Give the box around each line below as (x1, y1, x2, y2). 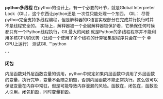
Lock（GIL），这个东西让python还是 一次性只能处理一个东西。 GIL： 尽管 (5, 11, 150, 16)
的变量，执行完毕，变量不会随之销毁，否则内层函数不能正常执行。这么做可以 (5, 77, 158, 83)
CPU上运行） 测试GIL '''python (5, 41, 67, 46)
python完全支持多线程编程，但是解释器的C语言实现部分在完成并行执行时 (5, 17, 150, 22)
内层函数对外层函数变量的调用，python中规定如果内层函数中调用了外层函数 (5, 71, 155, 76)
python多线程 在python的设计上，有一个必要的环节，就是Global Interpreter (5, 5, 155, 10)
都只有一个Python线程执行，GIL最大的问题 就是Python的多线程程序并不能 (5, 29, 152, 34)
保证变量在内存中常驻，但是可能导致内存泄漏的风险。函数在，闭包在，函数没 (5, 83, 158, 88)
